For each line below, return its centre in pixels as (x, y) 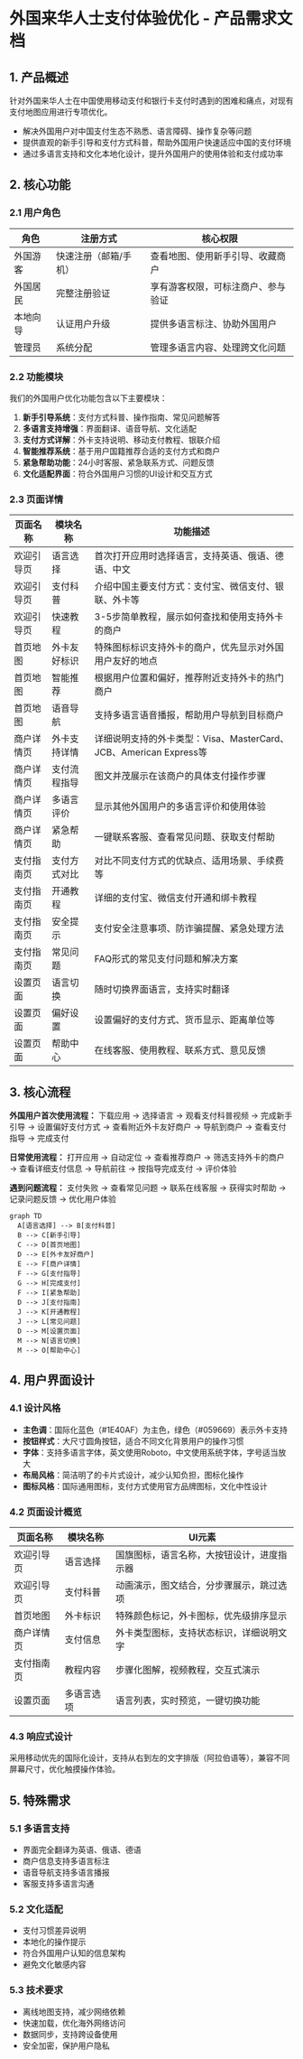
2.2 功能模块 (37, 377)
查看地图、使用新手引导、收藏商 (218, 256)
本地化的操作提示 (54, 1942)
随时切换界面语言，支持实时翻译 (162, 990)
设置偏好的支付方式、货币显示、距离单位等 (184, 1020)
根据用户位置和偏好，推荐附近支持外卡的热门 (189, 678)
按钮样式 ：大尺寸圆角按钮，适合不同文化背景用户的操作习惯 (133, 1440)
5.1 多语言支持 (40, 1828)
